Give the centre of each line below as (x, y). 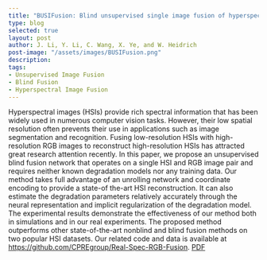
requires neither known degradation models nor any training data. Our (122, 171)
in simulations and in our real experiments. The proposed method (115, 222)
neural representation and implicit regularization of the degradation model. (130, 205)
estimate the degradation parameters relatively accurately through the (123, 196)
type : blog (26, 23)
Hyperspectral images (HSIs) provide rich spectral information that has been (133, 112)
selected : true (33, 30)
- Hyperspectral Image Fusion (58, 89)
